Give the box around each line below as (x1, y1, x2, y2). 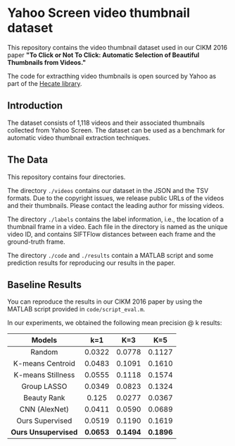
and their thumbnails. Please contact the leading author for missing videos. (7, 201, 224, 209)
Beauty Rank (23, 393, 65, 403)
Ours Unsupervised (11, 428, 78, 438)
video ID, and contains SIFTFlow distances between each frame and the (7, 230, 216, 238)
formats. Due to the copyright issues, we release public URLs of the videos (7, 194, 224, 202)
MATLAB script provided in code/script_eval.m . (7, 305, 146, 314)
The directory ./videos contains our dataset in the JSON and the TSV (7, 186, 209, 194)
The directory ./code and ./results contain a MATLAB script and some (7, 251, 214, 259)
